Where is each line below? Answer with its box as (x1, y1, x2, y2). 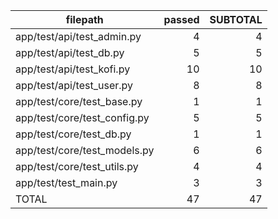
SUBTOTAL (209, 13, 263, 26)
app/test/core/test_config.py (15, 111, 150, 124)
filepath (65, 13, 104, 26)
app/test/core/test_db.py (15, 127, 132, 141)
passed (163, 13, 200, 26)
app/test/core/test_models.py (15, 144, 155, 157)
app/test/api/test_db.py (15, 46, 125, 59)
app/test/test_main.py (15, 176, 118, 189)
